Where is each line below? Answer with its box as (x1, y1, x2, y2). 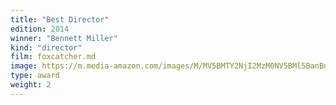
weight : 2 (10, 80, 52, 90)
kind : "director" (10, 42, 83, 53)
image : (10, 61, 38, 71)
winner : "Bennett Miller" (10, 33, 118, 43)
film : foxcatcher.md (10, 52, 97, 62)
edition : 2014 (10, 24, 70, 34)
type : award (10, 71, 60, 81)
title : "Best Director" (10, 14, 110, 25)
